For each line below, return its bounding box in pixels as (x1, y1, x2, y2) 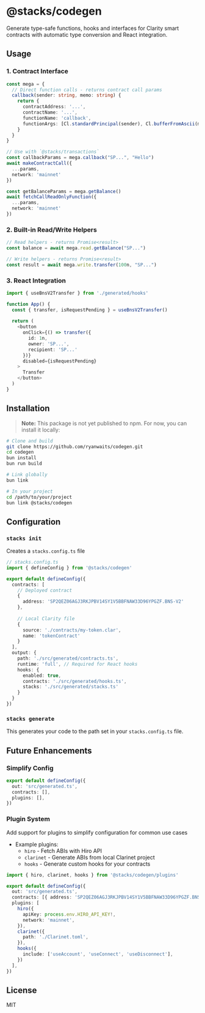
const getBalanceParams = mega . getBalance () (6, 188, 121, 194)
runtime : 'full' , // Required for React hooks (17, 661, 138, 667)
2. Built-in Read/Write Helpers (6, 225, 98, 234)
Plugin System (6, 815, 51, 823)
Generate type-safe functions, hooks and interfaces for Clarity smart (6, 24, 179, 32)
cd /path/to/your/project (6, 494, 72, 500)
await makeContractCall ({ (6, 160, 72, 166)
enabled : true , (22, 672, 62, 679)
